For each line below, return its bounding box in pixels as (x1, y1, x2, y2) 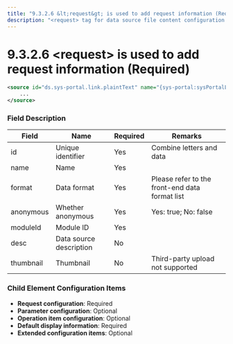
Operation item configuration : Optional (17, 313, 130, 322)
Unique (55, 143, 80, 153)
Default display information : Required (17, 321, 127, 329)
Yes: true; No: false (151, 207, 213, 217)
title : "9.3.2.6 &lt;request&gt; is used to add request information (7, 10, 213, 17)
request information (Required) (7, 61, 191, 77)
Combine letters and (151, 143, 218, 153)
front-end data (151, 183, 200, 193)
